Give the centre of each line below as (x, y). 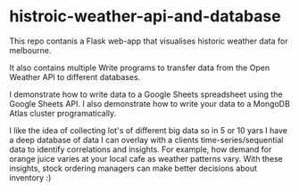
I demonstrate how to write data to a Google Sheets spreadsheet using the (146, 94)
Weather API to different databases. (75, 76)
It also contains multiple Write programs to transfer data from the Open (140, 68)
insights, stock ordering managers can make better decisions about (133, 168)
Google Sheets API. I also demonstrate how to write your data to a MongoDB (149, 103)
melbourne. (30, 50)
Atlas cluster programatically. (63, 113)
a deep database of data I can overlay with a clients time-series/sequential (146, 140)
